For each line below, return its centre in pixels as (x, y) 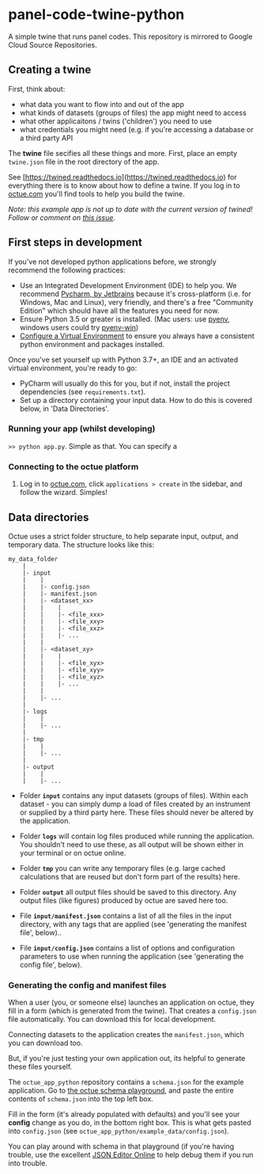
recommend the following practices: (67, 270)
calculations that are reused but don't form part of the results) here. (130, 876)
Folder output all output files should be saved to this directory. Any (128, 891)
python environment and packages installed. (92, 344)
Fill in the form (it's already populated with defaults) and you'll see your (124, 1115)
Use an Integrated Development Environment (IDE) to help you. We (128, 285)
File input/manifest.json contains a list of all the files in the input (125, 915)
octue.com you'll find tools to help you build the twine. (97, 194)
